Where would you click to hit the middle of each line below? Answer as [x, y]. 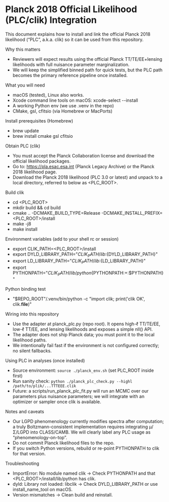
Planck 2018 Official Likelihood [71, 9]
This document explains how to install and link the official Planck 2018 [78, 34]
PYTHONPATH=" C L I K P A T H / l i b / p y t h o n [52, 273]
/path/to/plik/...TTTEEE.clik [44, 386]
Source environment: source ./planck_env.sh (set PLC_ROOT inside [83, 370]
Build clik [15, 192]
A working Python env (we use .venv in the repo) [63, 105]
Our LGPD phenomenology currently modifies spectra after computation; [88, 421]
